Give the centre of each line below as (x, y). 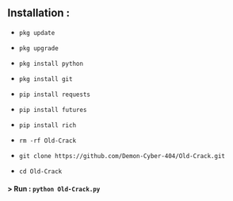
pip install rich (48, 125)
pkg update (37, 33)
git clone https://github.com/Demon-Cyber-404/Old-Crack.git (122, 156)
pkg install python (51, 64)
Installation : (39, 13)
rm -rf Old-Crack (48, 141)
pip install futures (53, 110)
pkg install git (46, 79)
